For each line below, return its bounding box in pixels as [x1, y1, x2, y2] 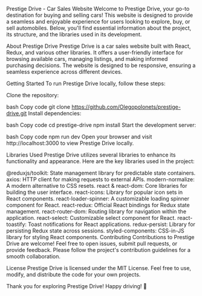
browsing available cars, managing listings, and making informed [6, 56, 168, 62]
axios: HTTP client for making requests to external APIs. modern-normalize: [6, 176, 195, 183]
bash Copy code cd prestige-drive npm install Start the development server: [6, 121, 197, 129]
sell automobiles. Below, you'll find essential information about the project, [6, 24, 192, 31]
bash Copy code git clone [6, 103, 71, 111]
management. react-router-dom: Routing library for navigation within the [6, 208, 186, 215]
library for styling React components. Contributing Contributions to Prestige [6, 234, 195, 240]
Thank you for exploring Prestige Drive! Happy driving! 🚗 [6, 283, 147, 289]
